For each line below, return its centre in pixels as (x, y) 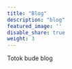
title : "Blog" (27, 13)
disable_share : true (36, 32)
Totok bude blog (30, 58)
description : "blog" (36, 20)
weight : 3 (21, 39)
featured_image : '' (35, 26)
